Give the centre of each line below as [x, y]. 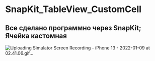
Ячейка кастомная [36, 36]
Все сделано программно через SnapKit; [73, 28]
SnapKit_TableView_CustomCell [73, 9]
